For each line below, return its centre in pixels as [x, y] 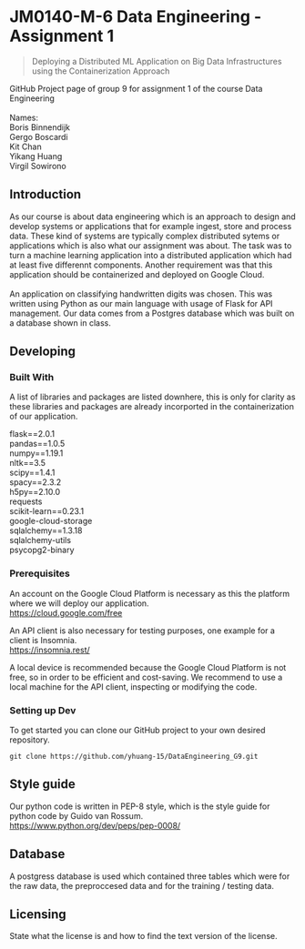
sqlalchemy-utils [40, 540]
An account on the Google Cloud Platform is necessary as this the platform [150, 593]
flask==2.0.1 [32, 434]
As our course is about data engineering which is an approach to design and [152, 217]
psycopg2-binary [42, 550]
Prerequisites [40, 573]
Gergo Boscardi [39, 136]
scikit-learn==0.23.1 [47, 511]
